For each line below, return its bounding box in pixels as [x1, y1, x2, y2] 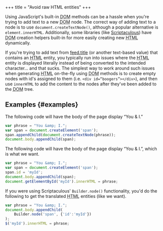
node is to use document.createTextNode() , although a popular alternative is [5, 24, 159, 30]
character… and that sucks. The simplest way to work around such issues [5, 65, 155, 71]
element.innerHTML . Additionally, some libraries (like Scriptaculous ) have [5, 30, 152, 35]
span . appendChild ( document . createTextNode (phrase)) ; [5, 132, 116, 137]
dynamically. [5, 40, 31, 46]
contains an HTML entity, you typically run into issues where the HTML [5, 55, 150, 61]
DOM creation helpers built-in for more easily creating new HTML [5, 35, 138, 40]
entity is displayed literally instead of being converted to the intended [5, 60, 146, 66]
